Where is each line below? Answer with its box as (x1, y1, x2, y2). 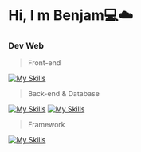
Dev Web (8, 41, 45, 52)
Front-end (27, 58, 61, 68)
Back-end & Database (27, 89, 100, 99)
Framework (27, 120, 65, 130)
